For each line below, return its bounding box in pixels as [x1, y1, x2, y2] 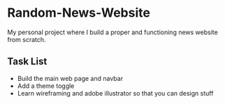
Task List [7, 56, 48, 68]
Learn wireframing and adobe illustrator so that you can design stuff [17, 89, 214, 97]
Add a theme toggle [17, 82, 75, 90]
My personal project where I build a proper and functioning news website [7, 28, 218, 36]
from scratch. [7, 35, 47, 43]
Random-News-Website [7, 5, 150, 21]
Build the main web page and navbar [17, 74, 124, 82]
